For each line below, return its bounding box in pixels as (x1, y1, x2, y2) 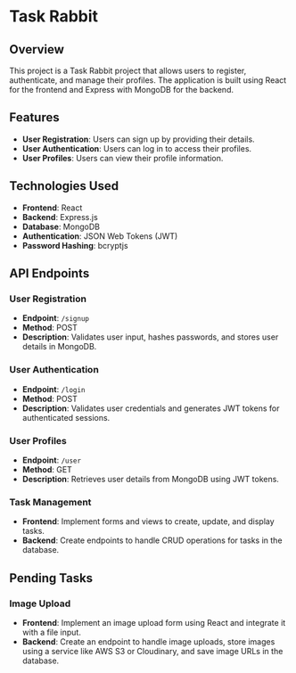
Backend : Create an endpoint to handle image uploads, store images (21, 636, 275, 647)
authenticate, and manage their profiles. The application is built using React (9, 75, 287, 86)
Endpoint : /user (21, 455, 82, 465)
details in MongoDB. (21, 341, 97, 352)
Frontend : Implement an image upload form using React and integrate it (21, 617, 286, 628)
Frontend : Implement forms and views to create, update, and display (21, 516, 275, 527)
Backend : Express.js (21, 211, 98, 222)
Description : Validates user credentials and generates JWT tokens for (21, 403, 280, 414)
